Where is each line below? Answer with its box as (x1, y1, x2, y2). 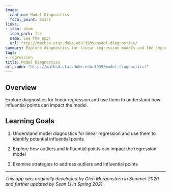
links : (5, 21, 19, 27)
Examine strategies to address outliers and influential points (12, 161, 138, 167)
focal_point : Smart (10, 17, 51, 22)
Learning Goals (5, 117, 55, 125)
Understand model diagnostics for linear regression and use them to (12, 130, 156, 136)
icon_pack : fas (10, 31, 42, 36)
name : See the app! (10, 36, 51, 41)
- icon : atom (5, 26, 33, 32)
